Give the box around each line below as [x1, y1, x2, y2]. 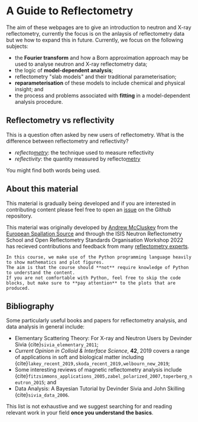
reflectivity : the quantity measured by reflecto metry [14, 155, 141, 162]
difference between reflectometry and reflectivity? [6, 138, 129, 145]
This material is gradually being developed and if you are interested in [6, 200, 176, 207]
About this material [6, 184, 79, 194]
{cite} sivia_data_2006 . [14, 391, 70, 398]
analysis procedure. [14, 98, 63, 105]
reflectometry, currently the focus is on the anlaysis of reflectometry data [6, 30, 185, 37]
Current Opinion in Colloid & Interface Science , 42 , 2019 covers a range [14, 347, 190, 354]
